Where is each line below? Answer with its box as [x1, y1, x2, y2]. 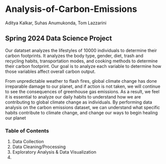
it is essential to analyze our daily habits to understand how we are [5, 94, 141, 100]
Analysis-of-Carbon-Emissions [5, 3, 137, 15]
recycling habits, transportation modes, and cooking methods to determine [5, 58, 158, 64]
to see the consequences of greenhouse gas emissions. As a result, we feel [5, 88, 160, 95]
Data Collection [12, 139, 44, 145]
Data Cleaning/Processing [12, 144, 66, 150]
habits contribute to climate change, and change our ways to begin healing [5, 109, 158, 115]
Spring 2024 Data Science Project [5, 34, 112, 43]
